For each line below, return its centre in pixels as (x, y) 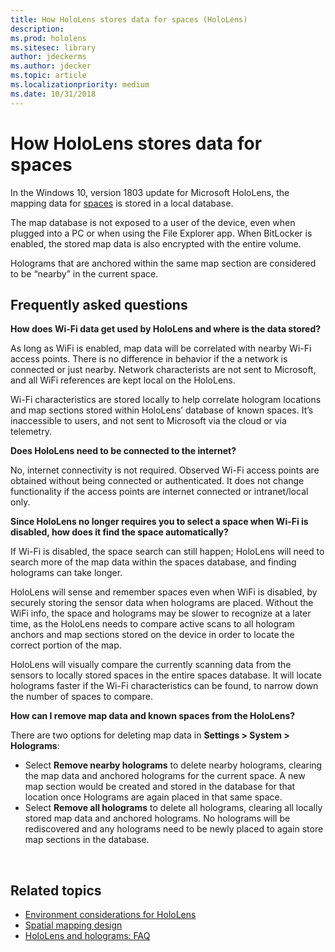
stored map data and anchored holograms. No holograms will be (157, 818)
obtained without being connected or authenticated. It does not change (157, 481)
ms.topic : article (48, 76)
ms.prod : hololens (48, 38)
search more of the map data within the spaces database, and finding (153, 562)
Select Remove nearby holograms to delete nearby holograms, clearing (173, 765)
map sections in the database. (87, 840)
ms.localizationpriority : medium (80, 85)
